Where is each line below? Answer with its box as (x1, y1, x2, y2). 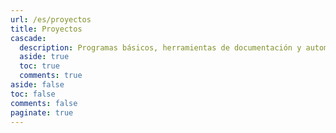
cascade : (10, 33, 47, 43)
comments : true (19, 71, 83, 81)
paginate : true (10, 107, 74, 118)
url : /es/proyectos (10, 14, 92, 25)
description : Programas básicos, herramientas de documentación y (19, 42, 302, 53)
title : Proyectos (10, 24, 83, 34)
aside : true (19, 52, 70, 62)
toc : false (10, 89, 56, 99)
